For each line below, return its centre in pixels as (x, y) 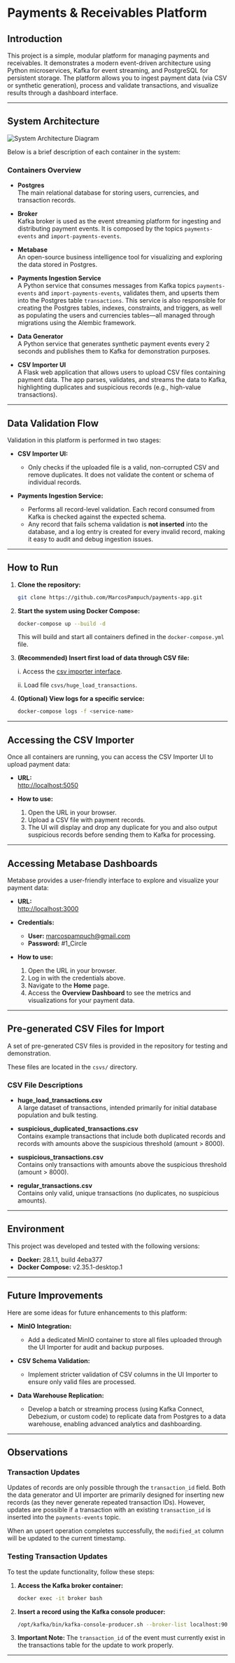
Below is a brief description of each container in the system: (94, 151)
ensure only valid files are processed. (82, 1381)
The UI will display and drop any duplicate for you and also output (122, 828)
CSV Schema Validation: (54, 1360)
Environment (36, 1229)
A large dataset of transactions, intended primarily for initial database (117, 1108)
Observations (38, 1452)
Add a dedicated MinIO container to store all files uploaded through (125, 1339)
